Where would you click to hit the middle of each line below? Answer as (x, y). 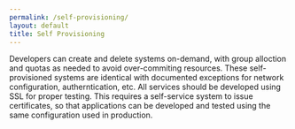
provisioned (31, 78)
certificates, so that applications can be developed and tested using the (140, 106)
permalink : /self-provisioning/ (69, 17)
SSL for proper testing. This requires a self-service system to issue (132, 96)
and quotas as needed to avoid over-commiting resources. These (128, 68)
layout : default (39, 26)
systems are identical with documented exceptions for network (169, 78)
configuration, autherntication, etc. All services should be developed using (145, 87)
